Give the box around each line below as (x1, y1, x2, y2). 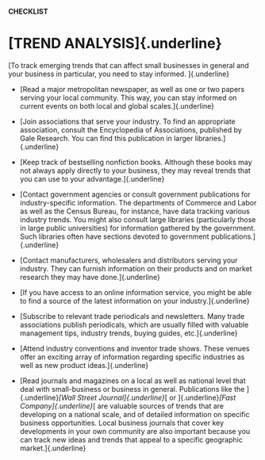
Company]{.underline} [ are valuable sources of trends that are (19, 401, 225, 411)
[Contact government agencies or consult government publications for (19, 190, 252, 199)
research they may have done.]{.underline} (19, 272, 161, 282)
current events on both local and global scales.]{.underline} (19, 101, 214, 110)
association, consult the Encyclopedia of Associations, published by (19, 125, 242, 134)
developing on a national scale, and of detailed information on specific (19, 409, 250, 419)
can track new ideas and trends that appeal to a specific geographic (19, 435, 244, 444)
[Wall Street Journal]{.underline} (58, 393, 165, 402)
